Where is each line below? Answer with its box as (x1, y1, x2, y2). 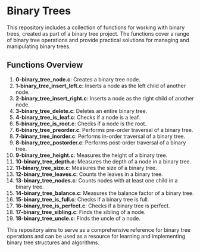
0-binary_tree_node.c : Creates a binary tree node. (15, 75, 140, 83)
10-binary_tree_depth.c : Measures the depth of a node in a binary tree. (15, 157, 192, 165)
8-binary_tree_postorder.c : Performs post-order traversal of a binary (15, 138, 186, 146)
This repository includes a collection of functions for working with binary (7, 24, 185, 31)
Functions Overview (7, 60, 83, 70)
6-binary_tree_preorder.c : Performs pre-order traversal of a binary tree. (15, 126, 193, 133)
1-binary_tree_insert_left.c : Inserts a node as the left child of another (15, 82, 186, 89)
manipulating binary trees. (7, 43, 71, 50)
